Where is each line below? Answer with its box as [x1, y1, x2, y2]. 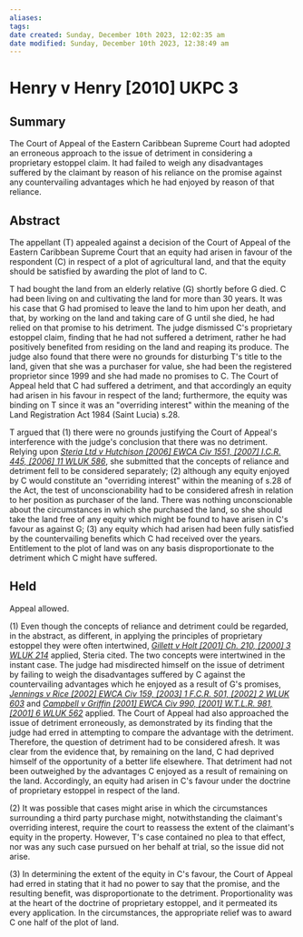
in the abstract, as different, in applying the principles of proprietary [9, 630, 263, 641]
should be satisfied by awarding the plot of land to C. [9, 266, 208, 277]
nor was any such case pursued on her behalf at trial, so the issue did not [9, 841, 284, 851]
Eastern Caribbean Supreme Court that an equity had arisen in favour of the [9, 247, 293, 257]
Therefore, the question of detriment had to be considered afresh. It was [9, 736, 280, 747]
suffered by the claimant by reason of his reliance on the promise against [9, 167, 283, 178]
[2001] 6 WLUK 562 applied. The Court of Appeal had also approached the [9, 707, 289, 719]
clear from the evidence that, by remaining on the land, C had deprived [9, 746, 275, 757]
